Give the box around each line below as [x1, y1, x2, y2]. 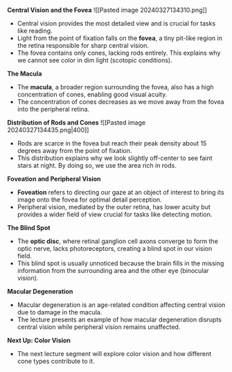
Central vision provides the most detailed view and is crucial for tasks [17, 19, 216, 27]
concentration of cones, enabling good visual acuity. [17, 90, 168, 98]
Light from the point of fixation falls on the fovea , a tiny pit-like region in [17, 34, 223, 42]
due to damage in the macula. [17, 308, 102, 316]
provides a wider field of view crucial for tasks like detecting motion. [17, 211, 213, 218]
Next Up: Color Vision [7, 336, 71, 344]
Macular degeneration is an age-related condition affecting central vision [17, 301, 226, 309]
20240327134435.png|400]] [7, 126, 89, 134]
